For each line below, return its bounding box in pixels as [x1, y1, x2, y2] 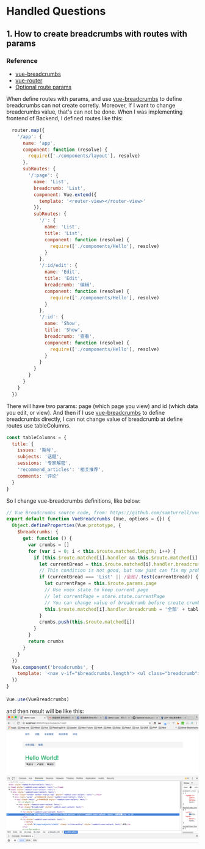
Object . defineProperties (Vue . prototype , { [12, 522, 121, 529]
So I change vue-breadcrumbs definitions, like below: [6, 497, 141, 505]
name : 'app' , [22, 140, 56, 146]
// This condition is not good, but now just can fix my [38, 567, 187, 574]
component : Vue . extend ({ [33, 191, 97, 198]
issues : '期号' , [17, 447, 57, 453]
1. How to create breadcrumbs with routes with [6, 29, 188, 39]
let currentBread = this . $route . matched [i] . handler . [38, 561, 176, 567]
